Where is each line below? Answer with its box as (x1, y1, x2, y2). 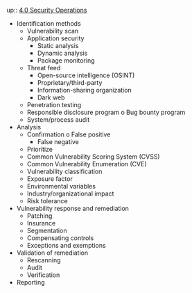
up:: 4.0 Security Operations (6, 6, 87, 14)
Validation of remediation (16, 248, 88, 257)
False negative (37, 138, 79, 145)
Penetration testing (26, 101, 82, 109)
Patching (26, 212, 53, 220)
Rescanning (26, 256, 61, 264)
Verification (26, 271, 60, 279)
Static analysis (37, 42, 79, 49)
